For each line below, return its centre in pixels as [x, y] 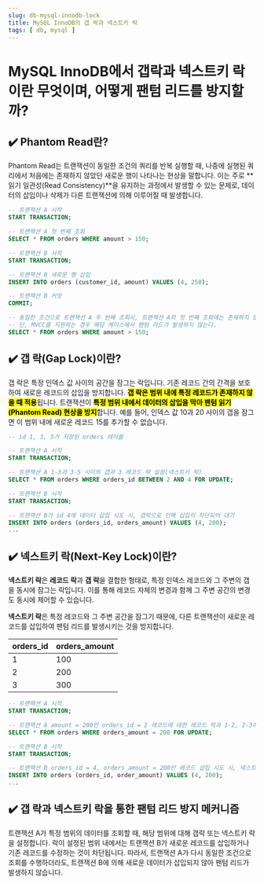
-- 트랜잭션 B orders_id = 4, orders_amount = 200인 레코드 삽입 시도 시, [123, 768]
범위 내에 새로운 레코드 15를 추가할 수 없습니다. [96, 422]
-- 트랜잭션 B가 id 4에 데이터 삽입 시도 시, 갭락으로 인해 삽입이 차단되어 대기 [121, 515]
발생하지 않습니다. [36, 872]
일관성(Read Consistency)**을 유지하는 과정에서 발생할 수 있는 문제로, [131, 185]
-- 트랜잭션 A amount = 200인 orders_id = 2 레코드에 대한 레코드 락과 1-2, [123, 725]
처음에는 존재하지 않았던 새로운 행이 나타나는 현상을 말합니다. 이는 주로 [137, 176]
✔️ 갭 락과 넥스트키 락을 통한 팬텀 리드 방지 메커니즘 [124, 809]
